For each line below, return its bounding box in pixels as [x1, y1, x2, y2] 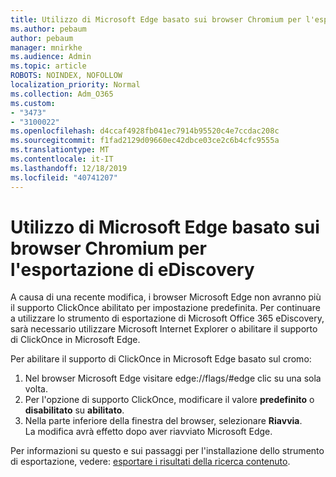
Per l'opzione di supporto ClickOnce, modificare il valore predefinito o [24, 394, 315, 406]
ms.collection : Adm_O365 [10, 89, 114, 99]
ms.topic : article [10, 61, 87, 71]
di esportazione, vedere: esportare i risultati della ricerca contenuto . [10, 456, 291, 468]
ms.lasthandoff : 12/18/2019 [10, 163, 128, 173]
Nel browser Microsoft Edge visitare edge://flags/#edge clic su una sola [24, 372, 322, 385]
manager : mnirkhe [10, 42, 83, 53]
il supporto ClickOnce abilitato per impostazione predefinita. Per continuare [10, 302, 321, 314]
